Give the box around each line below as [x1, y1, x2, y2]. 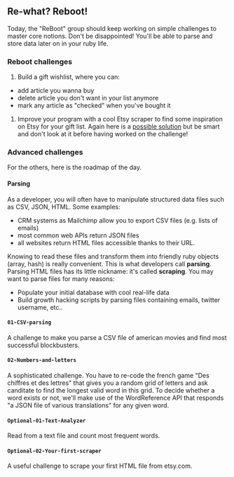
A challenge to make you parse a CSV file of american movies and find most [7, 333, 227, 341]
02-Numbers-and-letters [7, 357, 77, 364]
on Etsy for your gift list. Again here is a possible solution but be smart [17, 122, 220, 131]
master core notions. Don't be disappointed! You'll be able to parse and [7, 32, 213, 40]
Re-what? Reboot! [7, 6, 88, 18]
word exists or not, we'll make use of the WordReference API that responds [7, 393, 224, 403]
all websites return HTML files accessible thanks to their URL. [17, 238, 195, 247]
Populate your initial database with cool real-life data [17, 288, 170, 296]
